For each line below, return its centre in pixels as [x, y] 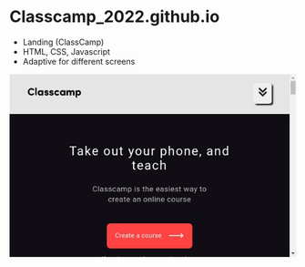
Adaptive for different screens [79, 61]
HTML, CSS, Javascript [66, 51]
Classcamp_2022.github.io [115, 17]
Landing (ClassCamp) [63, 42]
